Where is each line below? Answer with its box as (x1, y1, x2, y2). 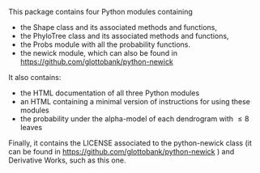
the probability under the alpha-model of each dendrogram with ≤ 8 (19, 114, 249, 124)
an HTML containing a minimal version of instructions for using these (19, 97, 251, 106)
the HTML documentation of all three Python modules (19, 88, 200, 98)
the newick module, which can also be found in (19, 49, 178, 57)
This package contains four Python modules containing (8, 7, 193, 16)
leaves (19, 123, 43, 132)
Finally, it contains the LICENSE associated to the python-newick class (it (8, 138, 253, 148)
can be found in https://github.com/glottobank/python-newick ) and (8, 147, 235, 156)
